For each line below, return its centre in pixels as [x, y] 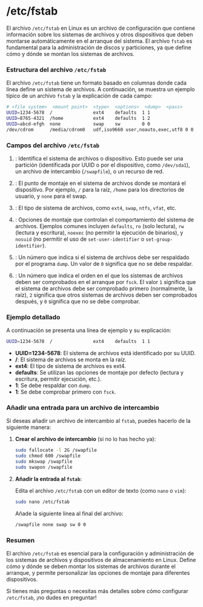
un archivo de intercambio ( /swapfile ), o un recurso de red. [89, 171]
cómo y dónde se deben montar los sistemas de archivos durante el [91, 566]
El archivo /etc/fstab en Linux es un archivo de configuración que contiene [101, 28]
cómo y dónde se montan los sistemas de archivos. [70, 54]
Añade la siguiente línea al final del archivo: [69, 513]
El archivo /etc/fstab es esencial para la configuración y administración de [100, 553]
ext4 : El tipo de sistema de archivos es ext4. [70, 366]
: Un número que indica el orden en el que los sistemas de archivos [99, 276]
